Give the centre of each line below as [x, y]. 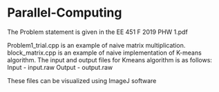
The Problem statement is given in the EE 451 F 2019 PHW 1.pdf [97, 32]
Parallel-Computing [65, 13]
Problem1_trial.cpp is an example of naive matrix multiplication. [96, 45]
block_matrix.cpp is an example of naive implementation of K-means [104, 53]
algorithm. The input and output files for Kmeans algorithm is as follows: [110, 59]
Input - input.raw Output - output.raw [60, 67]
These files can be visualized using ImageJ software [82, 80]
